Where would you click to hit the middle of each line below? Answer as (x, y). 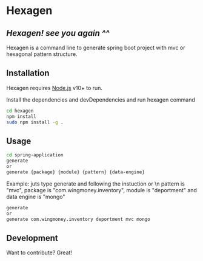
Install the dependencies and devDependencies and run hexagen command (101, 99)
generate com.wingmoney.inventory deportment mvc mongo (78, 219)
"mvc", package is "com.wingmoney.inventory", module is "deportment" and (101, 190)
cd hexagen (20, 111)
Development (32, 238)
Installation (28, 73)
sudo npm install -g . (35, 122)
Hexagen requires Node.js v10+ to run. (55, 88)
